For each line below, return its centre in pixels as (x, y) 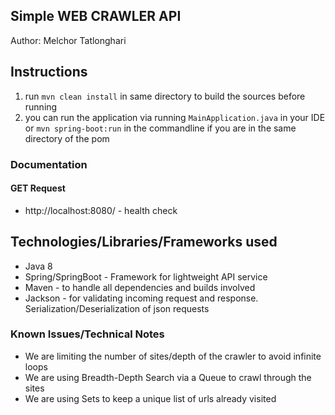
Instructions (49, 72)
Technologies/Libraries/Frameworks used (144, 242)
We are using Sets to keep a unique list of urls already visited (150, 398)
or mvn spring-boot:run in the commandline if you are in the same (160, 128)
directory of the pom (67, 138)
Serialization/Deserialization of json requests (117, 308)
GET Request (38, 188)
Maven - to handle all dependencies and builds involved (140, 287)
